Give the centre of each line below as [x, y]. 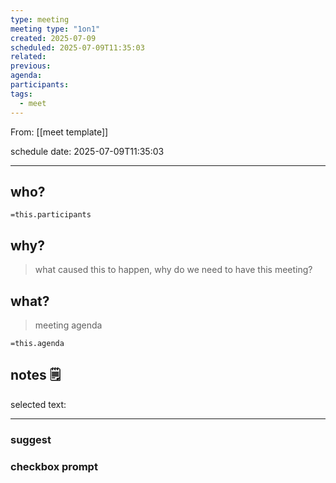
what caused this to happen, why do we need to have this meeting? [173, 270]
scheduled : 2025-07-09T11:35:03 [77, 47]
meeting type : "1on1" [55, 29]
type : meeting [40, 19]
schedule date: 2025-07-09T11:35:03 [87, 151]
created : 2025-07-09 [53, 38]
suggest [31, 439]
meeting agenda [68, 325]
